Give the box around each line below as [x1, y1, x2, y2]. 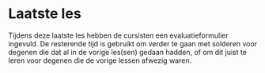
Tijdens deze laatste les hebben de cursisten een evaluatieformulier [8, 31, 229, 40]
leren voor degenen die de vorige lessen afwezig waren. [8, 56, 192, 65]
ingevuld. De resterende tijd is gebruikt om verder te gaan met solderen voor [8, 38, 258, 48]
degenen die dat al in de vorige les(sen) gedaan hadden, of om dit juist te [8, 47, 248, 57]
